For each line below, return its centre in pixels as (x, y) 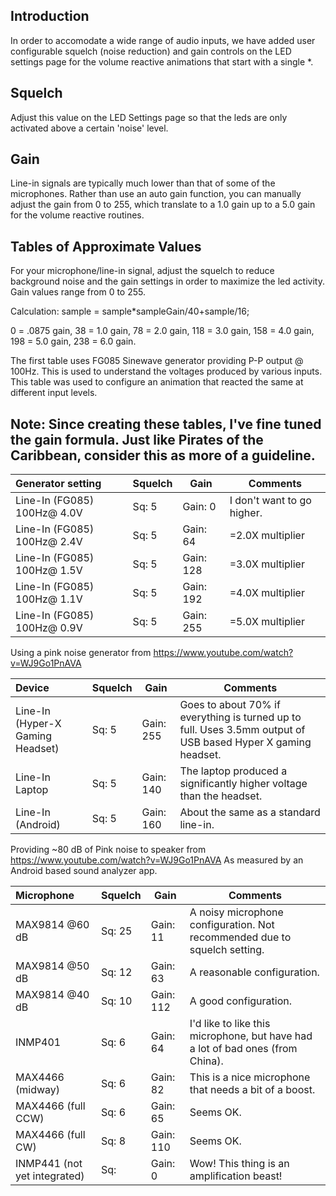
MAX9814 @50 (52, 966)
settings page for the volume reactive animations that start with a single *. (162, 61)
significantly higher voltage (243, 784)
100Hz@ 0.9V (49, 628)
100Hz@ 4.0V (49, 513)
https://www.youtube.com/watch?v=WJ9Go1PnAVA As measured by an (157, 860)
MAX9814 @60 (52, 925)
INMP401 (38, 1042)
